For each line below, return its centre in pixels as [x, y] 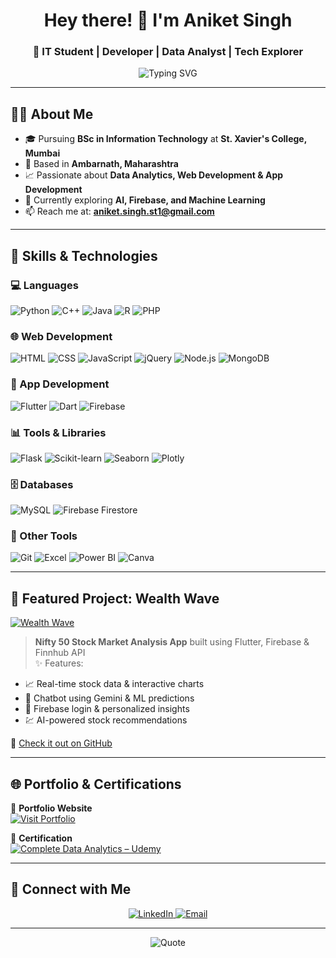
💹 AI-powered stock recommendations [106, 720]
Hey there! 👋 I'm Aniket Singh [168, 20]
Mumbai [42, 153]
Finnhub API [60, 653]
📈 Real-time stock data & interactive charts [114, 684]
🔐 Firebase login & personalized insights [107, 709]
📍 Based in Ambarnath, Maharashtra [101, 164]
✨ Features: [59, 663]
